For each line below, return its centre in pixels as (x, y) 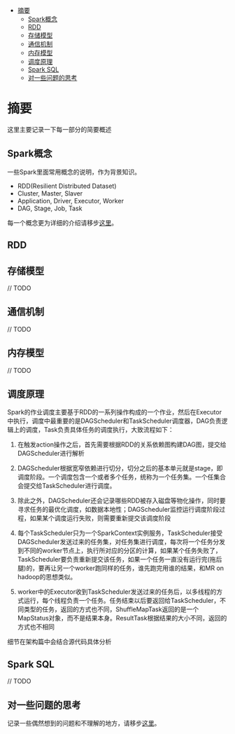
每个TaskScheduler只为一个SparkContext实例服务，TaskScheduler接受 (120, 533)
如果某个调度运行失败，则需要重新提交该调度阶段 (100, 518)
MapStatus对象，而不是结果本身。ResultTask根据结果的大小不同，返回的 (122, 618)
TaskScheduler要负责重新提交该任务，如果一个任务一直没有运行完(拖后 (120, 559)
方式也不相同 (36, 627)
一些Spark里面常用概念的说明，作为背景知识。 (74, 172)
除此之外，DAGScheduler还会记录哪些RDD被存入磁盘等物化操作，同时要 (121, 501)
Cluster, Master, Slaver (50, 193)
